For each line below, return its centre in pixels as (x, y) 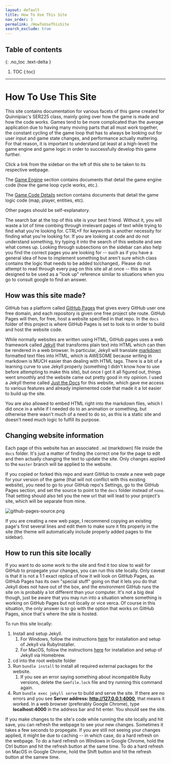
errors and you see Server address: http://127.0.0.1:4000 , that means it (89, 699)
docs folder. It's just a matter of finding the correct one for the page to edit (83, 453)
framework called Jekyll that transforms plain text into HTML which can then (85, 345)
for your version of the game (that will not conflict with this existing (76, 479)
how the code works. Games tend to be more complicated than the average (84, 122)
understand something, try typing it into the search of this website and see (83, 241)
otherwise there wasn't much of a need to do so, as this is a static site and (83, 414)
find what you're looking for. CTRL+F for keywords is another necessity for (83, 231)
